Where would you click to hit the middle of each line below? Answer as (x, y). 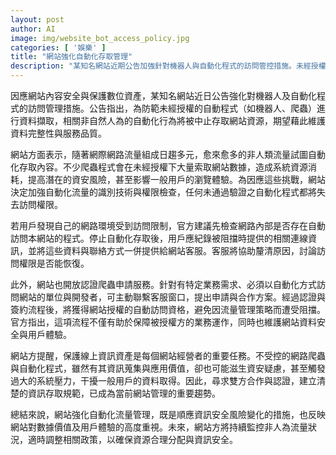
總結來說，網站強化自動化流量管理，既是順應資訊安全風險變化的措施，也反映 (168, 414)
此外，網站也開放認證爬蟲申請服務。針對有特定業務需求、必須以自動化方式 (163, 284)
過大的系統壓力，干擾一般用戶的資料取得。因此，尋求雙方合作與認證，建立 (163, 380)
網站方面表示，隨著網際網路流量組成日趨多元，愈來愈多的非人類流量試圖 (159, 154)
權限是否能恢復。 (54, 263)
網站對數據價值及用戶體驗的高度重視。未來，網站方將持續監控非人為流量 (159, 427)
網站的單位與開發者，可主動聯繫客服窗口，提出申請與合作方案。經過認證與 (172, 297)
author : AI (33, 29)
